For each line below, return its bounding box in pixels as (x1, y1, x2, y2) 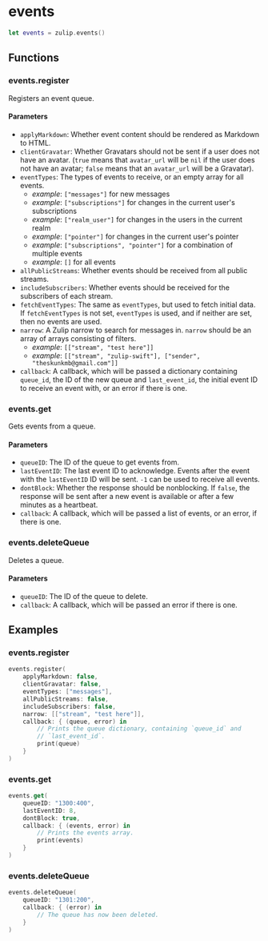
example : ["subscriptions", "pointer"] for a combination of (31, 239, 234, 250)
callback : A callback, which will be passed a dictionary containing (19, 366, 238, 376)
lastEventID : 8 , (22, 806, 78, 814)
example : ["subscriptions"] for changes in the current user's (31, 197, 236, 207)
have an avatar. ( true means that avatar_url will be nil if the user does (19, 155, 255, 164)
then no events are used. (19, 316, 102, 326)
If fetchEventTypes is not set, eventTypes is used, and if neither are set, (19, 308, 253, 318)
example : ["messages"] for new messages (31, 189, 170, 199)
